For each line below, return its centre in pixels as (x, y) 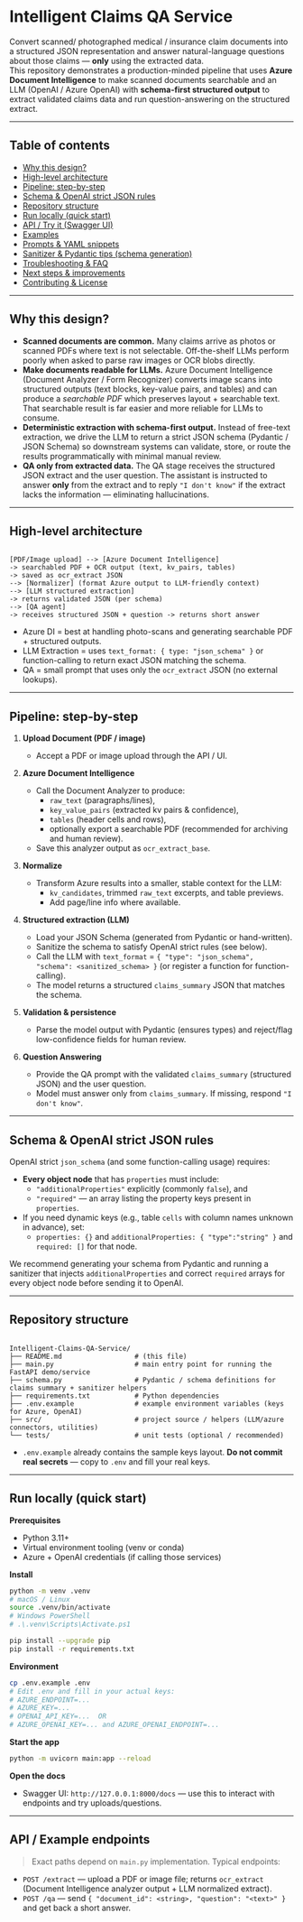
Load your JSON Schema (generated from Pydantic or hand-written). (164, 938)
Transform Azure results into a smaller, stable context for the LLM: (159, 883)
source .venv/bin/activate (60, 1608)
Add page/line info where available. (115, 902)
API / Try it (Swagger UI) (68, 225)
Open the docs (37, 1776)
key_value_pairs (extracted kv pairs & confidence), (144, 810)
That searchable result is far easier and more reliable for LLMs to (142, 408)
